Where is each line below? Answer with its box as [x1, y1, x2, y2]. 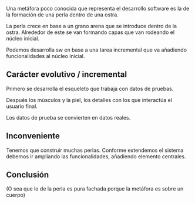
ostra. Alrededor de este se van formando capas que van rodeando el [6, 29, 175, 36]
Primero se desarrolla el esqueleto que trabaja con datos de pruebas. [6, 85, 174, 92]
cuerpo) [6, 192, 25, 199]
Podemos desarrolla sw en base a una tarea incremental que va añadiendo [6, 46, 187, 53]
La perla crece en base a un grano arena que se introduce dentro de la [6, 23, 177, 29]
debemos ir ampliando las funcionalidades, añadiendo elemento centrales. [6, 152, 186, 160]
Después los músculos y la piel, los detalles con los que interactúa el [6, 96, 172, 103]
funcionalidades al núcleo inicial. [6, 53, 85, 59]
